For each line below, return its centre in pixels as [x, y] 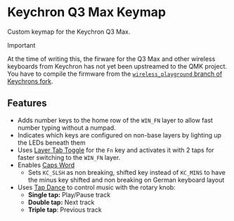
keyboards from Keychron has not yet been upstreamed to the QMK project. [117, 66]
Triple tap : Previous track [65, 209]
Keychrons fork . [31, 81]
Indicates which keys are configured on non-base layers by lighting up [119, 135]
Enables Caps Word [46, 165]
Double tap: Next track [61, 202]
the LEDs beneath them [51, 142]
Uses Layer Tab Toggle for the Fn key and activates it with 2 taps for [116, 150]
